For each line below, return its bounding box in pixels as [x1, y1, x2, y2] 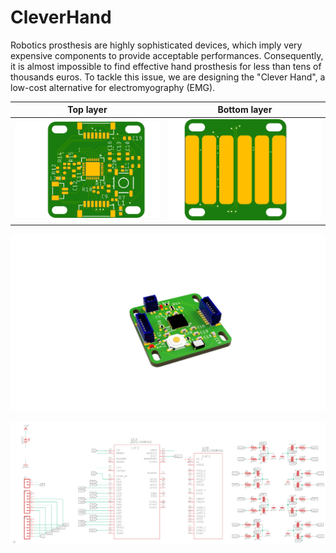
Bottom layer [217, 104, 273, 116]
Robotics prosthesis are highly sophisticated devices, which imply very [10, 39, 303, 51]
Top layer [67, 104, 108, 116]
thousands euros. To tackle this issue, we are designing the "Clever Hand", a [10, 71, 326, 83]
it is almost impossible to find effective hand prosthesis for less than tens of [10, 60, 322, 72]
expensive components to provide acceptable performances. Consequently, [10, 49, 324, 61]
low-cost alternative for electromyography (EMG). [10, 81, 216, 93]
